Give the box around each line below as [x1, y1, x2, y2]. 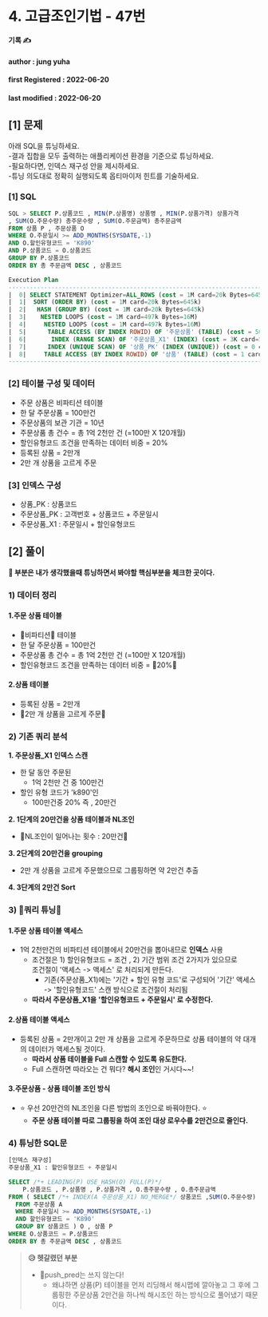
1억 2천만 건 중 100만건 [31, 778, 104, 787]
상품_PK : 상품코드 [19, 499, 77, 508]
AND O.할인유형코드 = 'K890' [8, 239, 96, 248]
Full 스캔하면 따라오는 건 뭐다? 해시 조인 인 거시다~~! [31, 1064, 194, 1073]
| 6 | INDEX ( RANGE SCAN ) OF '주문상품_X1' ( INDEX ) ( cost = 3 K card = [8, 335, 259, 344]
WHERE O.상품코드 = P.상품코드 [8, 1230, 99, 1239]
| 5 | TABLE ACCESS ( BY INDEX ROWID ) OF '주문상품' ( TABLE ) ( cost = [8, 328, 252, 336]
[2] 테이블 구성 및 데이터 [8, 378, 96, 389]
